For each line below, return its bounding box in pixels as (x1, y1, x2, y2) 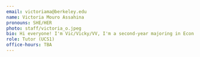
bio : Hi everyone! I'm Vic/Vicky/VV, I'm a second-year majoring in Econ (6, 31, 195, 37)
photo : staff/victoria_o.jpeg (6, 25, 82, 31)
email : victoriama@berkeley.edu (6, 8, 87, 15)
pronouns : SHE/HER (6, 20, 52, 26)
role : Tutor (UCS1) (6, 36, 55, 42)
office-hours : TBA (6, 42, 52, 48)
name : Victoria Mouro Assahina (6, 14, 84, 20)
